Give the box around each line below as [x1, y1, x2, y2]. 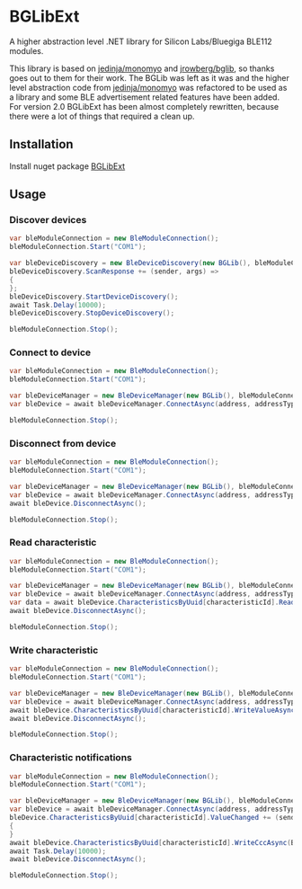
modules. [9, 45, 44, 56]
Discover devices [9, 214, 87, 227]
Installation [9, 137, 74, 152]
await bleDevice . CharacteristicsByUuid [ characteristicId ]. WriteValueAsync [9, 706, 296, 715]
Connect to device [9, 346, 92, 359]
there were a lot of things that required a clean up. [9, 111, 195, 121]
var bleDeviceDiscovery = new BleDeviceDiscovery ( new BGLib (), [9, 259, 252, 268]
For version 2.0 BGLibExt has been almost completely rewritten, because [9, 101, 280, 111]
